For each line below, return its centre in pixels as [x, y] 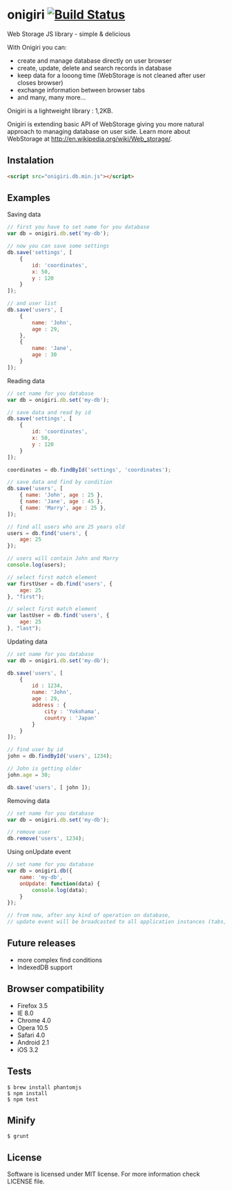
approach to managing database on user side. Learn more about [99, 131]
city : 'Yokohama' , [72, 711]
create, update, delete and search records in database [94, 68]
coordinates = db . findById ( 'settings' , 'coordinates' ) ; [89, 469]
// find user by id [35, 750]
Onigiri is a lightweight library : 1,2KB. [60, 110]
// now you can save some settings [58, 246]
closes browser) [40, 82]
